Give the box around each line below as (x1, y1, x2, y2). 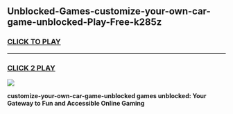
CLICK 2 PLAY (7, 63, 55, 73)
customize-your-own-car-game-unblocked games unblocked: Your (7, 91, 207, 99)
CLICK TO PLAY (7, 37, 61, 47)
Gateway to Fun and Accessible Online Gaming (7, 99, 145, 107)
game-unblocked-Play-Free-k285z (7, 17, 162, 28)
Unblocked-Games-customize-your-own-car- (7, 6, 211, 17)
